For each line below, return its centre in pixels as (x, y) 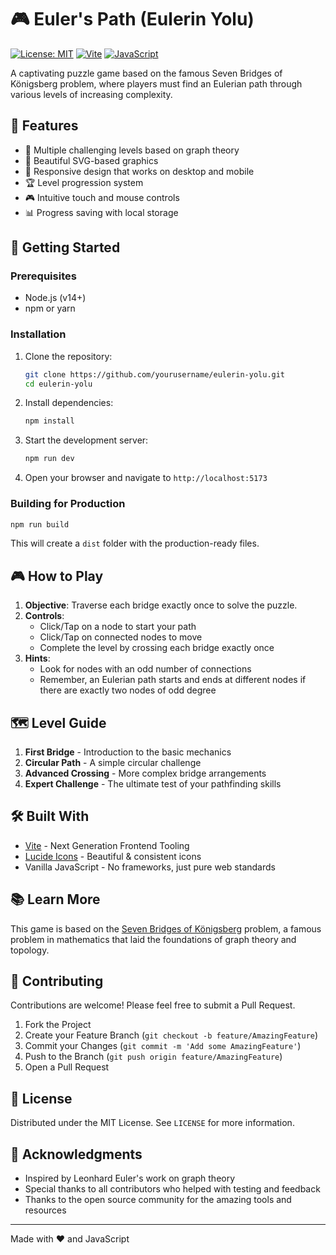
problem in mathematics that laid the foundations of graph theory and (153, 939)
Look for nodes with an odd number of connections (145, 669)
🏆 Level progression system (84, 182)
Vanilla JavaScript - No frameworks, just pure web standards (150, 867)
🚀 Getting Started (65, 247)
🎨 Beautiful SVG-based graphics (91, 160)
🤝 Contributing (57, 981)
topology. (30, 950)
